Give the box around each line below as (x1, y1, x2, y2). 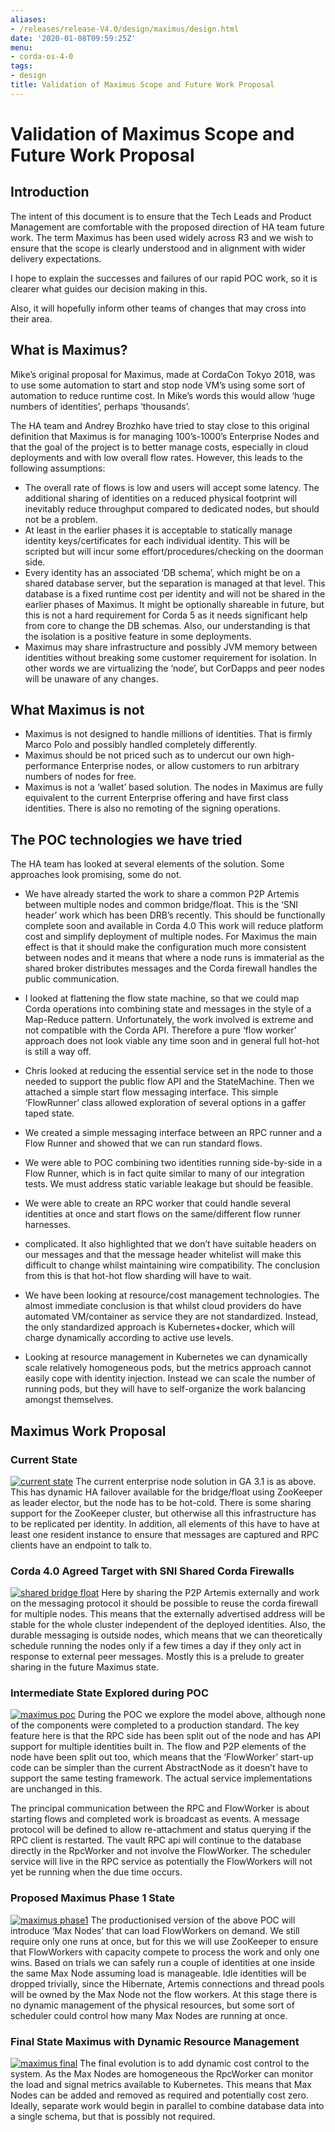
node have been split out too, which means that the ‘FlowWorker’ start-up (10, 1751, 314, 1763)
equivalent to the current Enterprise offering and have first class (24, 792, 289, 804)
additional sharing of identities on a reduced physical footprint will (24, 492, 298, 504)
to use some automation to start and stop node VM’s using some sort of (10, 379, 306, 391)
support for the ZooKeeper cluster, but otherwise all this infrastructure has (10, 1507, 317, 1519)
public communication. (24, 973, 120, 985)
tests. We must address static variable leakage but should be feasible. (24, 1178, 314, 1190)
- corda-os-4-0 (10, 52, 74, 62)
